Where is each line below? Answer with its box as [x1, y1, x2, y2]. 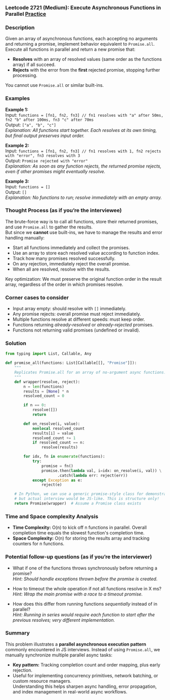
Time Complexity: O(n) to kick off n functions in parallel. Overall [12, 524, 147, 530]
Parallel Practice [5, 10, 47, 17]
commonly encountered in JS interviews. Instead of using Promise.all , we [5, 646, 160, 652]
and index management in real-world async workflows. [12, 688, 127, 694]
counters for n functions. [12, 541, 65, 547]
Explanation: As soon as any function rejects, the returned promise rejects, [5, 163, 162, 169]
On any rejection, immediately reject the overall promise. [12, 260, 131, 266]
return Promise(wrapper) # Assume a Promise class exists [14, 501, 142, 506]
